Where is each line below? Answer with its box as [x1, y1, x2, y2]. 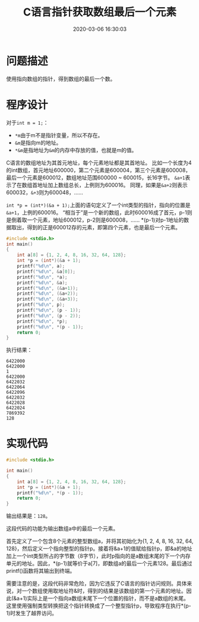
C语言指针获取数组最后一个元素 [23, 5, 177, 19]
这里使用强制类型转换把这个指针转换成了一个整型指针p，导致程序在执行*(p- [6, 602, 191, 610]
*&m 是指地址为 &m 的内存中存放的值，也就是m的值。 [14, 146, 137, 153]
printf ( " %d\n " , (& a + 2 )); [17, 291, 78, 297]
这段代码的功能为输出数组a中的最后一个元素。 [6, 525, 119, 532]
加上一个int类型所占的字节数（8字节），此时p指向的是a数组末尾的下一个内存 [6, 552, 191, 560]
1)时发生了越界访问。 [6, 610, 58, 617]
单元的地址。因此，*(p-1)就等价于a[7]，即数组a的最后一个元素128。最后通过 [6, 560, 192, 567]
